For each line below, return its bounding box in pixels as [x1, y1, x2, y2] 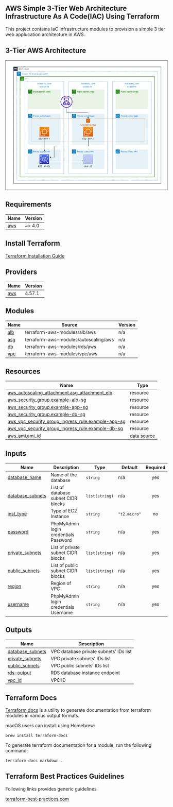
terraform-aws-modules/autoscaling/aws [25, 336, 114, 342]
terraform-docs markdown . [5, 758, 63, 763]
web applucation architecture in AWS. [5, 31, 85, 38]
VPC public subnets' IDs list [50, 663, 109, 669]
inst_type [7, 510, 27, 517]
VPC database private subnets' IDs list [50, 648, 132, 655]
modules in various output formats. [5, 712, 80, 718]
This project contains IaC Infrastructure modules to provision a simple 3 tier [5, 26, 166, 32]
